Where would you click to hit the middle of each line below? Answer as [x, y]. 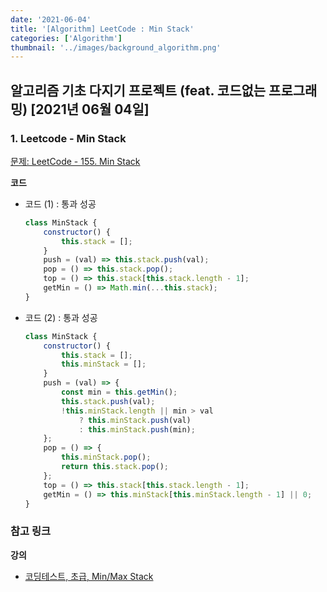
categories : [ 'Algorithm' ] [66, 38]
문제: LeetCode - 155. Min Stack [75, 161]
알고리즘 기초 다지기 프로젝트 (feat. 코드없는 [138, 90]
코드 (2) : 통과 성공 [61, 317]
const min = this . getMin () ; [119, 392]
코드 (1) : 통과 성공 [60, 203]
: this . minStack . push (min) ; [137, 429]
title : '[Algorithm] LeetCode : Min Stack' [102, 29]
